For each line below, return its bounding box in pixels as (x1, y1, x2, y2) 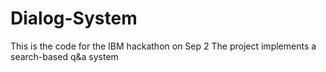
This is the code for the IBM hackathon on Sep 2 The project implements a (10, 40, 317, 52)
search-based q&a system (10, 50, 119, 62)
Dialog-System (10, 7, 138, 30)
